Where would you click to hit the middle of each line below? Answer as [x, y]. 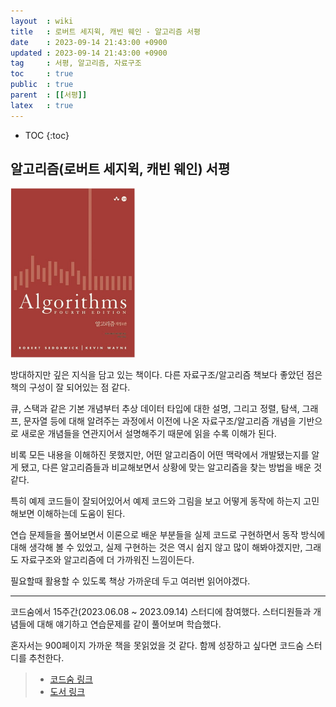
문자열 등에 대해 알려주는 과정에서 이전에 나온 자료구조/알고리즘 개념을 [160, 421]
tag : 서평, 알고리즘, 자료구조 [76, 63]
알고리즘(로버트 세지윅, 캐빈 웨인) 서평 [120, 169]
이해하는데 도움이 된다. [81, 514]
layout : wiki [42, 21]
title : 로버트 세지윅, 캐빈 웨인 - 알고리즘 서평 [105, 31]
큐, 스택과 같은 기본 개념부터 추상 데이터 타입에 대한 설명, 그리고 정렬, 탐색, [155, 409]
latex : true [42, 105]
